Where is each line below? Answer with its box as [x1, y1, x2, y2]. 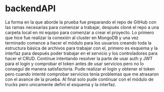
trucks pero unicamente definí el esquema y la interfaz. [5, 81, 117, 87]
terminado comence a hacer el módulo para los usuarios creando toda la [5, 40, 152, 46]
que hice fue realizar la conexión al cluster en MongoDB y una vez [5, 35, 139, 41]
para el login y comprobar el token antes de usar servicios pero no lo [5, 61, 144, 67]
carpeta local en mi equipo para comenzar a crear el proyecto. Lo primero [5, 29, 154, 35]
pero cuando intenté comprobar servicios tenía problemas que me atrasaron [5, 71, 159, 77]
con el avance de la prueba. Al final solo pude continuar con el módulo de [5, 76, 154, 82]
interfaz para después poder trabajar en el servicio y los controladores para [5, 50, 158, 56]
